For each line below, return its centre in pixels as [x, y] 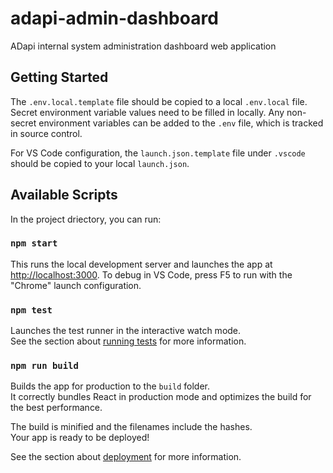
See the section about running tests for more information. [128, 341]
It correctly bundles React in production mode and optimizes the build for [161, 397]
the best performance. [56, 408]
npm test [31, 310]
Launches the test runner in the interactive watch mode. [126, 331]
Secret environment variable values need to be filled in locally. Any [147, 112]
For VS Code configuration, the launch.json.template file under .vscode [158, 153]
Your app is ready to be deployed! [80, 438]
